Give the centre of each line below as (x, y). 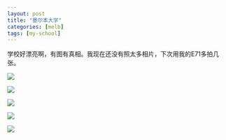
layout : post (26, 14)
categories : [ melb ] (36, 27)
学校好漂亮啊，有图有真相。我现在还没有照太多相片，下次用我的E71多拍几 (113, 54)
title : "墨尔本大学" (34, 20)
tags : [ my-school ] (34, 33)
